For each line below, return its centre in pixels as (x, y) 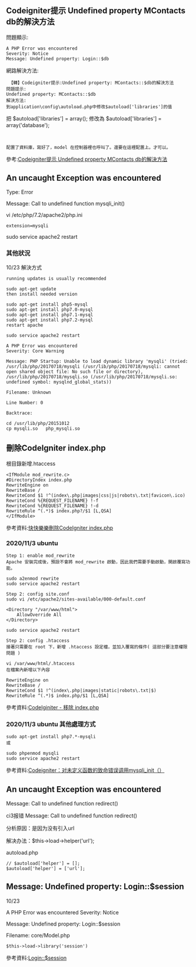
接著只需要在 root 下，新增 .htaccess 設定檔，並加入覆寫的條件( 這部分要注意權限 (97, 647)
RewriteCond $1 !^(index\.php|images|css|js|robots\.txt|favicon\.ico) (96, 495)
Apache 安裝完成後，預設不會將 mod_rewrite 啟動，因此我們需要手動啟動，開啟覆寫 (96, 562)
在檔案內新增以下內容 (28, 670)
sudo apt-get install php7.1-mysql (50, 314)
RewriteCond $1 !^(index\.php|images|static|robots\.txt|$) (82, 690)
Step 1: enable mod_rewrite (41, 556)
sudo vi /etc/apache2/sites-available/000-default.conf (76, 599)
